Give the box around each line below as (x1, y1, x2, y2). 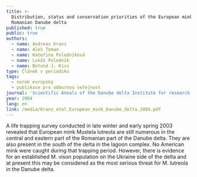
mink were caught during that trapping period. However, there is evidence (6, 147, 185, 154)
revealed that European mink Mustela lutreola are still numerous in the (6, 129, 175, 136)
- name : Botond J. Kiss (11, 63, 69, 69)
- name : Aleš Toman (11, 47, 59, 53)
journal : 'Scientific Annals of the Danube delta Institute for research (6, 90, 191, 96)
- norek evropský (11, 79, 54, 85)
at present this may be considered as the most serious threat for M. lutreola (6, 159, 189, 166)
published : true (6, 25, 46, 31)
